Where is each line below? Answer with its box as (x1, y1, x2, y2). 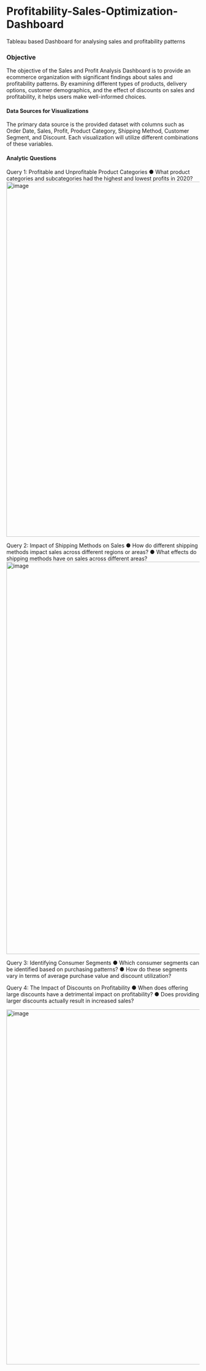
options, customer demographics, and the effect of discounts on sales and (6, 87, 195, 94)
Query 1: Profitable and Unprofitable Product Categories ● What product (6, 168, 190, 176)
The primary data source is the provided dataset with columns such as (6, 121, 185, 128)
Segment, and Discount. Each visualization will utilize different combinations (6, 134, 199, 141)
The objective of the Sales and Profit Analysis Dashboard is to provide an (6, 67, 191, 74)
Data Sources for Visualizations (6, 107, 89, 114)
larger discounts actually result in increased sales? (6, 997, 134, 1004)
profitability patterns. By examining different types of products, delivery (6, 80, 187, 87)
